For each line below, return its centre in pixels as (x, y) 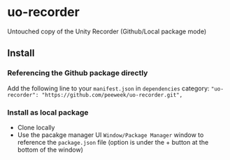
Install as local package (48, 112)
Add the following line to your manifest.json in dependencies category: (108, 88)
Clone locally (36, 127)
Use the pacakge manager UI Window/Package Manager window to (110, 135)
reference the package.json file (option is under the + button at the (113, 142)
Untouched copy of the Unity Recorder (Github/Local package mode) (107, 31)
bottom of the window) (50, 150)
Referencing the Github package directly (78, 73)
